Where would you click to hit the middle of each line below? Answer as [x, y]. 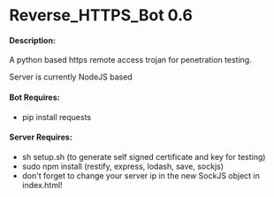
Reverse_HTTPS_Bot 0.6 [101, 15]
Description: [32, 40]
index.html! [42, 185]
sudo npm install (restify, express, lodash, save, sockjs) [122, 166]
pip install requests [56, 117]
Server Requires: [41, 137]
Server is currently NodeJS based [71, 77]
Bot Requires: [34, 97]
